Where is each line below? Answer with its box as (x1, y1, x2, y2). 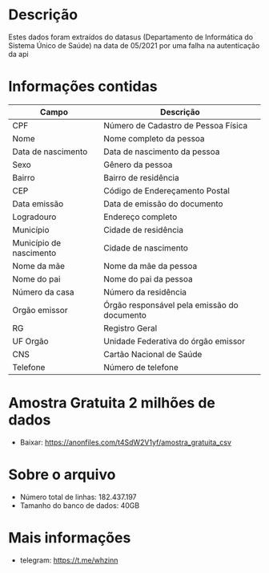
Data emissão (12, 198, 64, 209)
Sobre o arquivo (8, 465, 116, 483)
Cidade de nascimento (103, 242, 188, 254)
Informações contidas (8, 78, 158, 95)
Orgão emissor (12, 304, 68, 315)
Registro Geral (103, 323, 158, 334)
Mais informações (8, 528, 131, 547)
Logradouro (12, 211, 57, 222)
